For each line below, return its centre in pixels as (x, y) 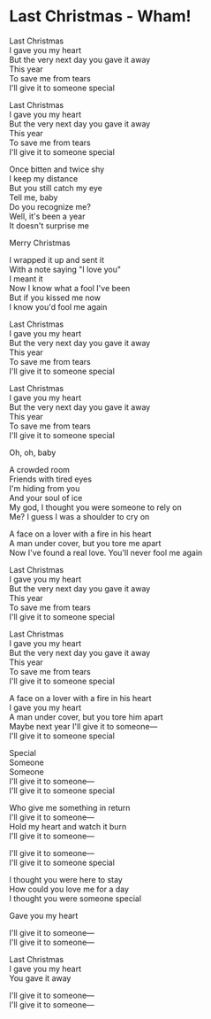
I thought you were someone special (75, 898)
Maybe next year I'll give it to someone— (83, 726)
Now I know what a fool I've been (70, 288)
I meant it (26, 278)
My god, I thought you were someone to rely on (96, 507)
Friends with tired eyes (51, 479)
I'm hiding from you (45, 488)
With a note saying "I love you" (65, 269)
